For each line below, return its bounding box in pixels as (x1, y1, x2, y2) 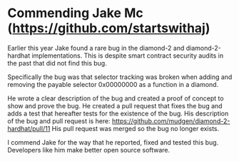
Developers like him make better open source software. (7, 145, 171, 154)
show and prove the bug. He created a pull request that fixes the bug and (7, 101, 223, 110)
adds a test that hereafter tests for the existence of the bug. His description (7, 109, 229, 118)
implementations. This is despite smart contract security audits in (31, 51, 224, 60)
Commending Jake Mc (7, 5, 144, 21)
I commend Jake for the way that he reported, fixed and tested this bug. (7, 137, 219, 147)
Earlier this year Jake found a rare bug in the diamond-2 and (7, 43, 185, 52)
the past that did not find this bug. (7, 58, 107, 67)
